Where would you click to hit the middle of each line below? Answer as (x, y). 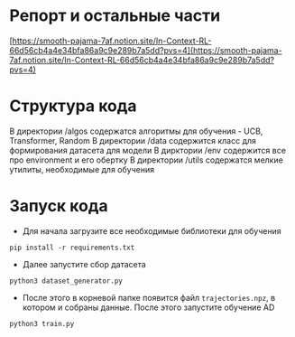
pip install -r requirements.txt (72, 248)
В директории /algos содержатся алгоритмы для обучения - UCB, (136, 131)
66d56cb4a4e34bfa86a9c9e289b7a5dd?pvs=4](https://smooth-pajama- (146, 50)
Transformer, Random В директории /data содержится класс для (133, 140)
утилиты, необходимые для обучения (82, 169)
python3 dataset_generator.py (66, 281)
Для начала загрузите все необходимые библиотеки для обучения (152, 230)
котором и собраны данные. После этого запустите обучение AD (148, 307)
